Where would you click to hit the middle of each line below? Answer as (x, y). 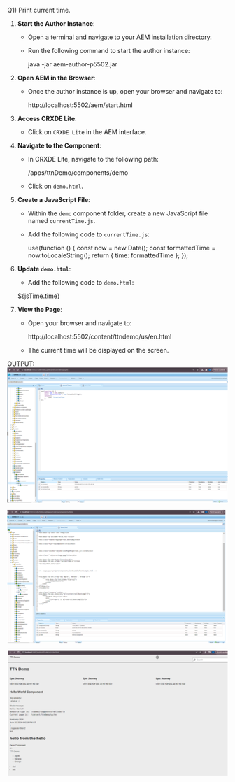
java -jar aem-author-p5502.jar (72, 64)
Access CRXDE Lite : (47, 119)
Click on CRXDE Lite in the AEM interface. (87, 132)
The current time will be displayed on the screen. (98, 350)
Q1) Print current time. (39, 10)
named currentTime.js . (62, 221)
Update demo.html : (44, 269)
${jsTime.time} (38, 296)
